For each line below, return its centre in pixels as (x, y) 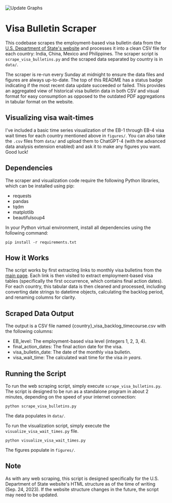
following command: (27, 233)
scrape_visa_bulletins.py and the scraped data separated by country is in (84, 59)
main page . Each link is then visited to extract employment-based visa (79, 276)
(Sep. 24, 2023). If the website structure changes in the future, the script (82, 489)
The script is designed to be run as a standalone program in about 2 (77, 391)
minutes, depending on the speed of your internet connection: (71, 397)
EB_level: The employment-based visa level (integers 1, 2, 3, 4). (80, 341)
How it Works (27, 258)
